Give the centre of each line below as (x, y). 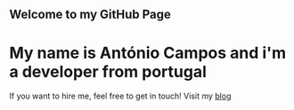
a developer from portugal (108, 71)
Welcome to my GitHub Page (90, 15)
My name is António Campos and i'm (148, 53)
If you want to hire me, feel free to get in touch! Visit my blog (120, 96)
